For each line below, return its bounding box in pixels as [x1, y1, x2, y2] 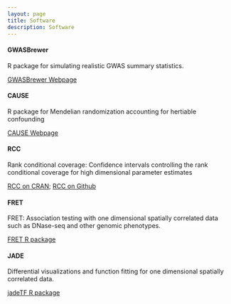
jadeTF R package [7, 288, 60, 297]
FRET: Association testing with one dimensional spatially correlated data [7, 214, 219, 222]
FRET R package [7, 235, 56, 244]
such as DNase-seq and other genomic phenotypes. [7, 222, 161, 230]
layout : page [7, 10, 46, 18]
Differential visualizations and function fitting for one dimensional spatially [7, 267, 224, 276]
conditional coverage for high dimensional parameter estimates [7, 168, 193, 176]
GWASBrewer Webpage [7, 75, 77, 84]
